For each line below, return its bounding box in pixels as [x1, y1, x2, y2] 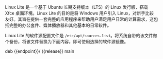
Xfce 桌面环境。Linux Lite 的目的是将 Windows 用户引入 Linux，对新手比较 [5, 10, 154, 16]
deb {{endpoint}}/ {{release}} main [5, 48, 74, 54]
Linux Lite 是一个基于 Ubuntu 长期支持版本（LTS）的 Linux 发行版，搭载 [5, 4, 148, 10]
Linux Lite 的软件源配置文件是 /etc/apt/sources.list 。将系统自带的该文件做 [5, 33, 158, 38]
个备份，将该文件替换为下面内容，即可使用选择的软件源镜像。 [5, 39, 129, 44]
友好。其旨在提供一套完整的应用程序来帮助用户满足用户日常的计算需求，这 [5, 16, 154, 22]
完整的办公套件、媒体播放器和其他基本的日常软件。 [9, 22, 112, 28]
